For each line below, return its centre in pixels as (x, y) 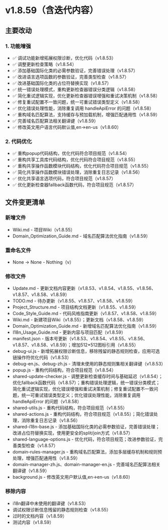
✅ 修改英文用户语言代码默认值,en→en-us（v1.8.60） (67, 127)
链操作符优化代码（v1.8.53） (42, 357)
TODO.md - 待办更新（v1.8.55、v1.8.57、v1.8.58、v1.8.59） (74, 301)
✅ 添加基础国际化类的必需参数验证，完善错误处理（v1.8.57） (75, 70)
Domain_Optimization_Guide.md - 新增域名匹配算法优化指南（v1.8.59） (86, 326)
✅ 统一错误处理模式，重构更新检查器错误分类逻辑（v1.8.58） (75, 89)
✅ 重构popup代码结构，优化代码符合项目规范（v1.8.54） (71, 154)
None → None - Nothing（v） (43, 262)
